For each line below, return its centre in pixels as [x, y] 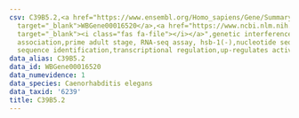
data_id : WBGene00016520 [55, 67]
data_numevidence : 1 [48, 75]
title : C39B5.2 [37, 100]
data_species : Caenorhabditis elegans [81, 83]
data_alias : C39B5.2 [48, 59]
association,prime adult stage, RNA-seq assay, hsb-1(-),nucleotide [147, 42]
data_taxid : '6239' [45, 91]
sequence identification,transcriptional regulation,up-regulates [143, 51]
